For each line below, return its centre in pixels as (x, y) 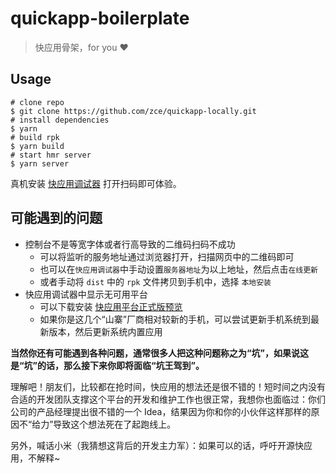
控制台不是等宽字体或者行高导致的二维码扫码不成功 (130, 244)
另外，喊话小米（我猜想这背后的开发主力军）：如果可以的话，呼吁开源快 (157, 445)
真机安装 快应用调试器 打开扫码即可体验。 (96, 183)
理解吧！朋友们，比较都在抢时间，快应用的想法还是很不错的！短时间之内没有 (168, 386)
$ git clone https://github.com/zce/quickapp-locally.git (133, 111)
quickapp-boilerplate (100, 18)
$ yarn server (40, 163)
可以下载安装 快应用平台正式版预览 (111, 306)
